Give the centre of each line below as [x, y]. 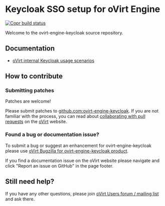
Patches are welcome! [28, 101]
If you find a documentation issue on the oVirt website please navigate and [82, 160]
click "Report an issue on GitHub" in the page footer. [59, 165]
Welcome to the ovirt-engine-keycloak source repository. [64, 32]
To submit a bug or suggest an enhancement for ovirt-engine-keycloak [78, 145]
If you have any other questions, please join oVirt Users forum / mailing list [82, 193]
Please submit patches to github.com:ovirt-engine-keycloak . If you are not [82, 111]
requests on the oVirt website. [36, 121]
